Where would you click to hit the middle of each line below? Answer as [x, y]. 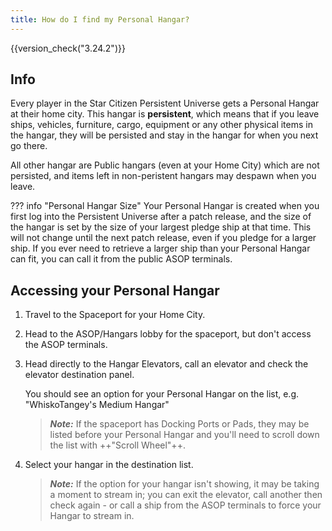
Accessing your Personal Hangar [115, 290]
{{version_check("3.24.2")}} [68, 48]
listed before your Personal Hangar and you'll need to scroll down [184, 435]
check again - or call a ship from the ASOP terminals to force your [185, 505]
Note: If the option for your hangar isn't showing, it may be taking [184, 484]
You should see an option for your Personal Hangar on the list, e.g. [162, 394]
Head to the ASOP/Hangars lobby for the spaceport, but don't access [168, 334]
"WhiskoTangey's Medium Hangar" [97, 405]
